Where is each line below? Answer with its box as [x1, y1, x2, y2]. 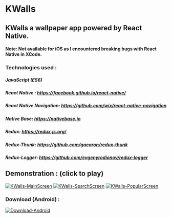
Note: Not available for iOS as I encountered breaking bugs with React [5, 46, 157, 52]
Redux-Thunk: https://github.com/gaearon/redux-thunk [5, 142, 128, 148]
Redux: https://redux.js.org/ [5, 129, 67, 135]
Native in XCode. [5, 51, 42, 57]
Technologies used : [5, 64, 57, 71]
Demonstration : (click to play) [5, 169, 104, 178]
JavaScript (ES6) [5, 76, 42, 83]
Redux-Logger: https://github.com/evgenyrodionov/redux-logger [5, 154, 148, 161]
